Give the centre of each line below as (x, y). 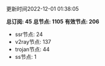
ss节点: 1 (26, 57)
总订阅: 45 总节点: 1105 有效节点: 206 (53, 22)
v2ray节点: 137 (33, 42)
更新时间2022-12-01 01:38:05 (43, 9)
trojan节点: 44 (32, 49)
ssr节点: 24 (29, 34)
